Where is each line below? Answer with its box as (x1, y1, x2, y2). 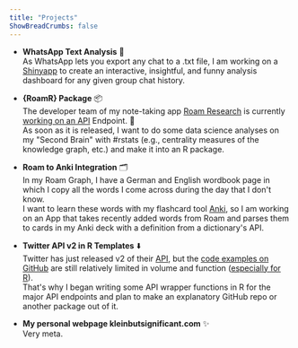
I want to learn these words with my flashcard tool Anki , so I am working (22, 203, 289, 213)
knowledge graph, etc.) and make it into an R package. (22, 144, 224, 154)
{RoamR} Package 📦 (22, 92, 103, 103)
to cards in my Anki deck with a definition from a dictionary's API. (22, 222, 265, 233)
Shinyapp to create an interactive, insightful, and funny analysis (22, 65, 258, 76)
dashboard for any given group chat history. (22, 74, 186, 85)
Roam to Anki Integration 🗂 (22, 161, 128, 172)
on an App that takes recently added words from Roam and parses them (22, 213, 290, 223)
